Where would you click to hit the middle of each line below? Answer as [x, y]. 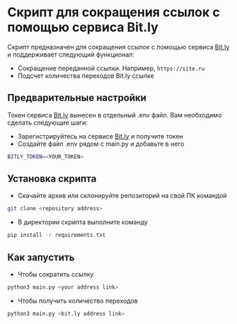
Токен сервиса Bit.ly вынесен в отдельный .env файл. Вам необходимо [115, 115]
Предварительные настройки [77, 98]
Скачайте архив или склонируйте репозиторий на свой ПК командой [122, 196]
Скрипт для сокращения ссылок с [114, 12]
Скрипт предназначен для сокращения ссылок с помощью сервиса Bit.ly [118, 47]
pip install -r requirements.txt [57, 235]
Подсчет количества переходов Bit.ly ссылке [86, 76]
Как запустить [41, 257]
